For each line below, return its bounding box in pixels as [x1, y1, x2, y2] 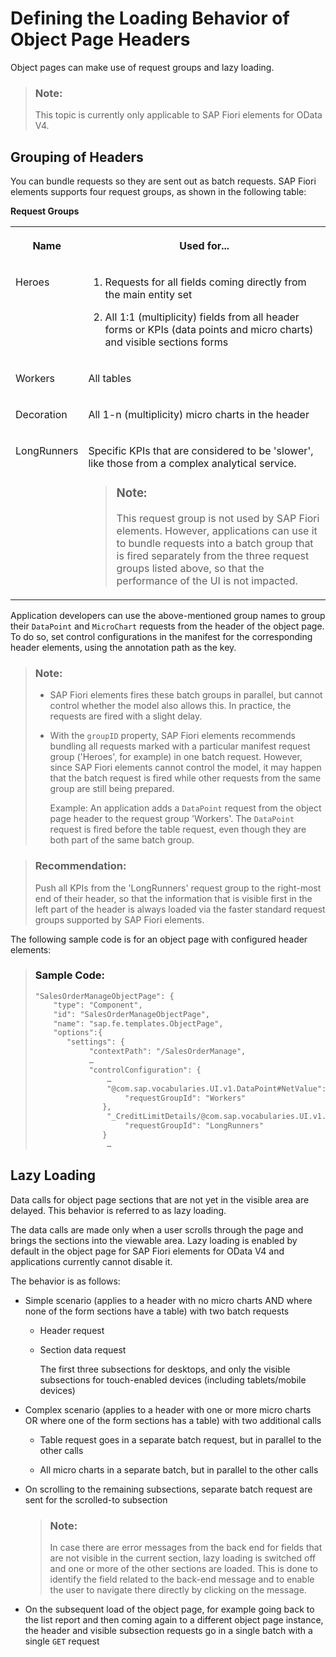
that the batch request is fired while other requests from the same [49, 772, 322, 784]
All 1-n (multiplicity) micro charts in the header [88, 408, 310, 422]
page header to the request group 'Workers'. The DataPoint [49, 813, 295, 825]
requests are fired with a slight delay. [49, 710, 203, 722]
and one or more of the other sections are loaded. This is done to [49, 1562, 318, 1574]
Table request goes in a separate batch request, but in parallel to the [39, 1433, 322, 1446]
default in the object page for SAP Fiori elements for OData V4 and [10, 1245, 285, 1257]
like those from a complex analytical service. [88, 457, 297, 471]
